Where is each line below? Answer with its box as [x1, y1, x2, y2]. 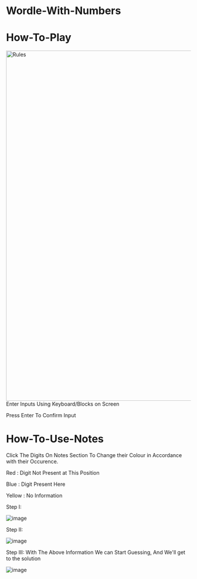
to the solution [6, 555, 41, 562]
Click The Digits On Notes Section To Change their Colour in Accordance [6, 452, 182, 459]
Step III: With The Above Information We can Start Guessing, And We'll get [6, 549, 186, 556]
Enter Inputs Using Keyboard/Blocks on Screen [6, 400, 120, 408]
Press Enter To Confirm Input [6, 412, 76, 419]
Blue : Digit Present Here [6, 481, 66, 488]
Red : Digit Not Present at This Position [6, 469, 100, 476]
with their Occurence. [6, 458, 59, 465]
